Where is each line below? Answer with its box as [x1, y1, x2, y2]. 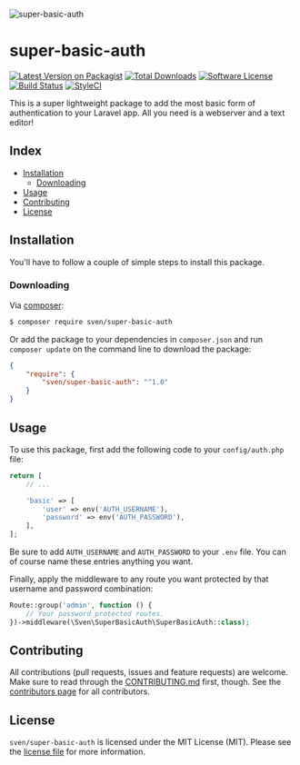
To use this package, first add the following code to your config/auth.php [9, 443, 285, 454]
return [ [9, 471, 43, 481]
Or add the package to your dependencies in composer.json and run [9, 333, 264, 344]
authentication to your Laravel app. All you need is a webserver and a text [9, 107, 285, 118]
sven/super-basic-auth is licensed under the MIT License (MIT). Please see [9, 737, 292, 748]
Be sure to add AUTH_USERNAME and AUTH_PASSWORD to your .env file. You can [9, 546, 286, 558]
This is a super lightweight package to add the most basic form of [9, 97, 256, 108]
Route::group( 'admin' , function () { [9, 601, 153, 611]
